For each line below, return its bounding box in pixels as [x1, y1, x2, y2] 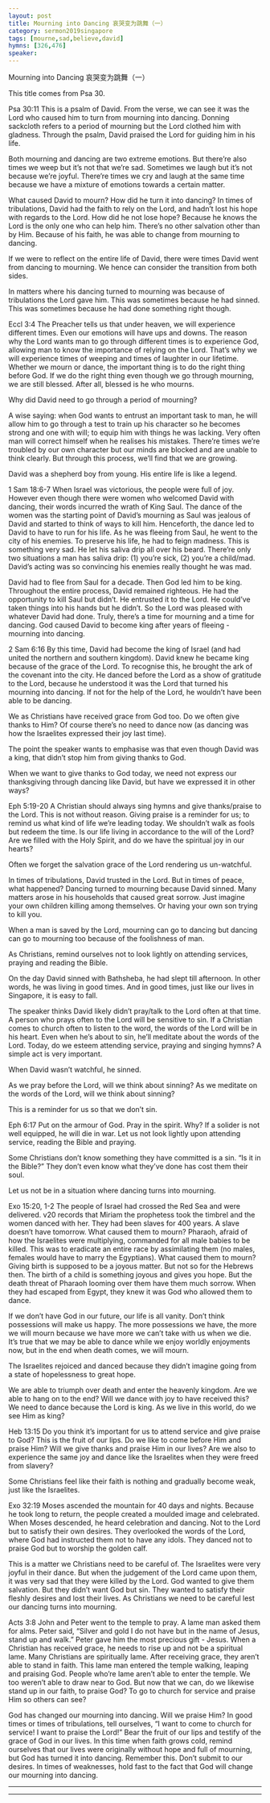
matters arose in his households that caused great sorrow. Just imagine [8, 893, 245, 901]
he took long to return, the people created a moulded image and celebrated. [8, 1509, 260, 1518]
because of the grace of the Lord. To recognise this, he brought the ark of [8, 662, 253, 671]
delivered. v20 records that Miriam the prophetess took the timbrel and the [8, 1210, 256, 1219]
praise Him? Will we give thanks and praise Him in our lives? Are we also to [8, 1444, 256, 1453]
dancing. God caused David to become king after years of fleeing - [8, 620, 231, 630]
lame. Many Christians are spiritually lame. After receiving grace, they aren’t [8, 1652, 260, 1661]
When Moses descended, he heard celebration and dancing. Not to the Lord [8, 1518, 261, 1527]
